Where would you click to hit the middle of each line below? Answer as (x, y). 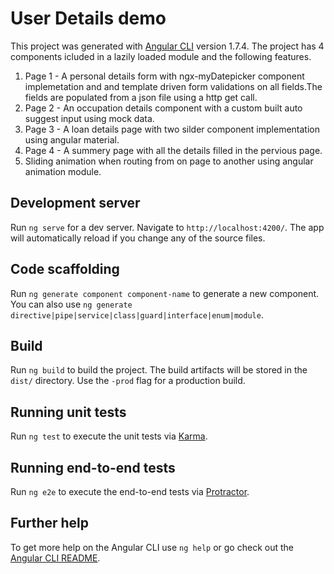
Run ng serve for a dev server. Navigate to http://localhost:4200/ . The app (167, 227)
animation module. (63, 171)
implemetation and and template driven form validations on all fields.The (173, 86)
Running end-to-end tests (93, 467)
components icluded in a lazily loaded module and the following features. (161, 56)
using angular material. (72, 139)
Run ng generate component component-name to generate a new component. (165, 293)
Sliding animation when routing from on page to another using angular (169, 161)
